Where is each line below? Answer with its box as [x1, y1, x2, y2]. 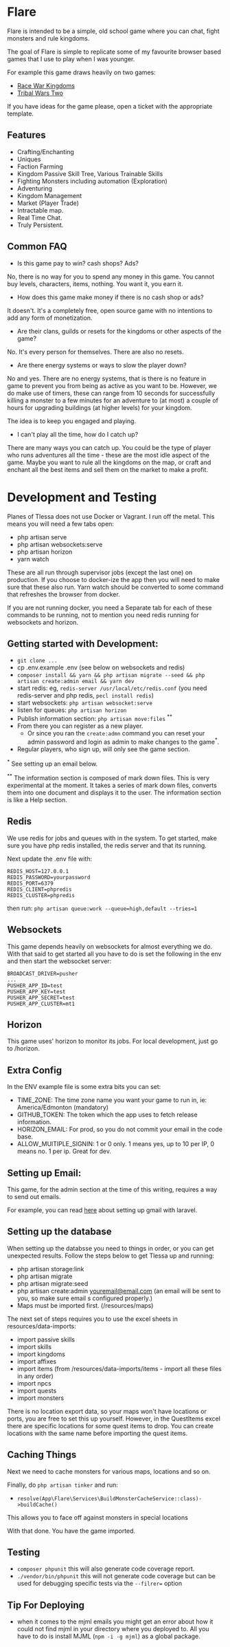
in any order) [16, 1372, 54, 1380]
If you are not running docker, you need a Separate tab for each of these [7, 603, 212, 612]
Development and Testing [7, 489, 157, 505]
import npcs [16, 1379, 51, 1387]
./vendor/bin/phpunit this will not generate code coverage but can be [16, 1572, 216, 1580]
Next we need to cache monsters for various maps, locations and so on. [7, 1467, 211, 1476]
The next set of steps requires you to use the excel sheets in [7, 1315, 179, 1323]
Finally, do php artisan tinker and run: [7, 1481, 119, 1489]
